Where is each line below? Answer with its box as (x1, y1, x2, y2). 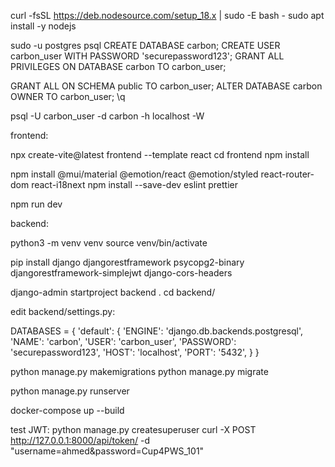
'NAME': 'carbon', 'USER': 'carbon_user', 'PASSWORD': (10, 336, 237, 347)
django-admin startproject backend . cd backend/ (10, 286, 216, 298)
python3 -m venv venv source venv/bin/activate (10, 237, 208, 249)
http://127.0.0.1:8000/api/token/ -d (10, 435, 151, 446)
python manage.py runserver (10, 385, 130, 397)
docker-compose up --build (10, 405, 125, 416)
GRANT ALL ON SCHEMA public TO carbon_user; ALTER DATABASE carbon (10, 80, 323, 92)
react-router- (260, 168, 315, 180)
